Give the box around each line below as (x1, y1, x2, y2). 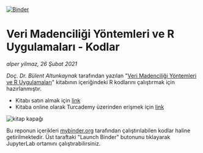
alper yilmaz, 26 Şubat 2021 (6, 60, 78, 67)
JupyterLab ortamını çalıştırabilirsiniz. (6, 140, 101, 147)
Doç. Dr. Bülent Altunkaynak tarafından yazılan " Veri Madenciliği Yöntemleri (6, 72, 197, 79)
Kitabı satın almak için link (15, 96, 81, 104)
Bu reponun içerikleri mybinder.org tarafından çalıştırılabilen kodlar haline (6, 127, 191, 134)
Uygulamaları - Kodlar (6, 40, 120, 54)
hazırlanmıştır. (6, 85, 42, 92)
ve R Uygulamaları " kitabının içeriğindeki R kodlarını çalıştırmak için (6, 78, 175, 85)
